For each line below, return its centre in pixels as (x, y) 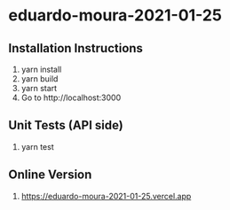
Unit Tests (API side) (66, 125)
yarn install (41, 69)
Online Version (50, 175)
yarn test (37, 146)
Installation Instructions (76, 48)
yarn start (39, 88)
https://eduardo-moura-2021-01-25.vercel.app (106, 196)
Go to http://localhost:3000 (71, 97)
